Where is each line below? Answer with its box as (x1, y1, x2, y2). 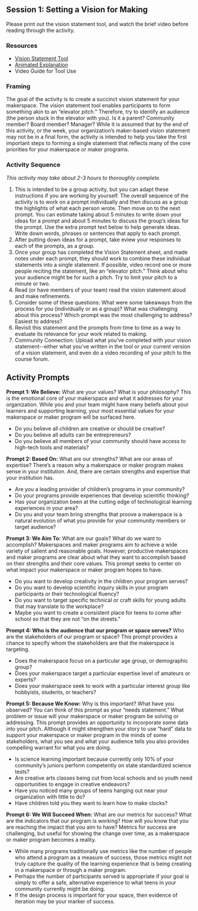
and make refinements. (14, 292, 71, 299)
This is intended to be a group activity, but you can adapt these (14, 186, 169, 193)
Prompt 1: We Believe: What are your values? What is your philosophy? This (6, 388, 191, 395)
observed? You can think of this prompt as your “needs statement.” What (6, 706, 184, 713)
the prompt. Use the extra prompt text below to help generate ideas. (14, 223, 181, 230)
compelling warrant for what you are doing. (6, 744, 112, 751)
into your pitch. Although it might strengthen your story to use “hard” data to (6, 725, 192, 732)
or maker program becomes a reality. (6, 836, 96, 843)
